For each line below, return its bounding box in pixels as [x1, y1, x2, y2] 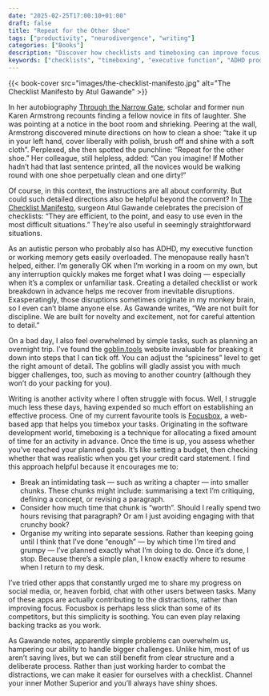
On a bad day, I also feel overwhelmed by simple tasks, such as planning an [8, 335, 258, 345]
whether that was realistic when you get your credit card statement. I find [8, 453, 251, 462]
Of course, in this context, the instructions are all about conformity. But [8, 186, 243, 195]
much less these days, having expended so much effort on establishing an [8, 402, 254, 412]
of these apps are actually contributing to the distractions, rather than [8, 594, 238, 604]
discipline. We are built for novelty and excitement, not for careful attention [8, 311, 255, 321]
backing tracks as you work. [8, 620, 102, 630]
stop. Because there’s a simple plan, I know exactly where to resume [19, 554, 246, 563]
